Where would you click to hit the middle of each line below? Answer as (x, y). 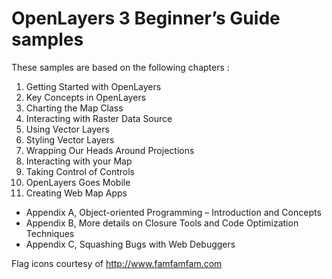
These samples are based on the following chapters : (120, 67)
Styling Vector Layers (70, 139)
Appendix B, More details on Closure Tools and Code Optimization (162, 223)
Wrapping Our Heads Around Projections (110, 150)
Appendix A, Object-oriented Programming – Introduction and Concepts (173, 212)
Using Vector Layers (67, 129)
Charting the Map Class (74, 108)
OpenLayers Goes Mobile (78, 182)
